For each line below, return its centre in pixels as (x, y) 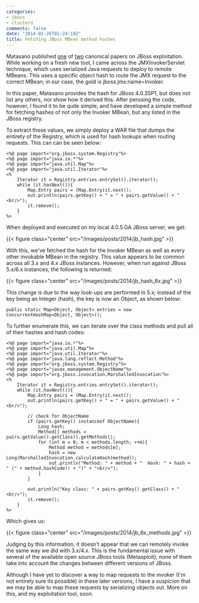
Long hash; (52, 427)
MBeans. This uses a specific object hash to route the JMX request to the (96, 75)
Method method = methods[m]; (85, 447)
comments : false (26, 28)
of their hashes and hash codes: (46, 332)
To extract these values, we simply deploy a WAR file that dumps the (90, 130)
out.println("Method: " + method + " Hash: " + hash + (119, 463)
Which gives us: (26, 521)
